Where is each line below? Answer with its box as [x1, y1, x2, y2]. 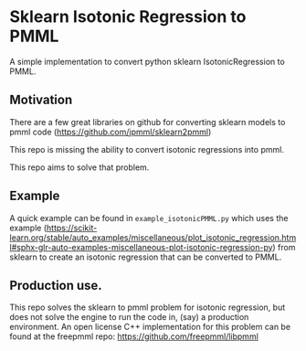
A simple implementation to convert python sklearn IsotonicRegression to [9, 56, 285, 67]
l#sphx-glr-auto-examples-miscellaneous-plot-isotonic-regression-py [9, 241, 273, 252]
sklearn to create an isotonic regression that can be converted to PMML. [9, 251, 282, 262]
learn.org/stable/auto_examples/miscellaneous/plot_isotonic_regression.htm [9, 231, 297, 243]
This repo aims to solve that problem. [9, 162, 150, 173]
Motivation [9, 92, 73, 108]
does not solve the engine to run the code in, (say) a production [9, 312, 249, 323]
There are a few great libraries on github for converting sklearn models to [9, 116, 286, 127]
